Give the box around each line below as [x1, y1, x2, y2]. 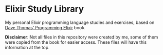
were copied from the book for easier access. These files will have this [5, 39, 147, 45]
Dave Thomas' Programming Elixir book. [5, 24, 86, 30]
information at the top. [5, 44, 50, 50]
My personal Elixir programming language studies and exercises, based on [5, 19, 155, 25]
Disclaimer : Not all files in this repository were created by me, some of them [5, 34, 158, 40]
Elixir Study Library [5, 3, 84, 15]
